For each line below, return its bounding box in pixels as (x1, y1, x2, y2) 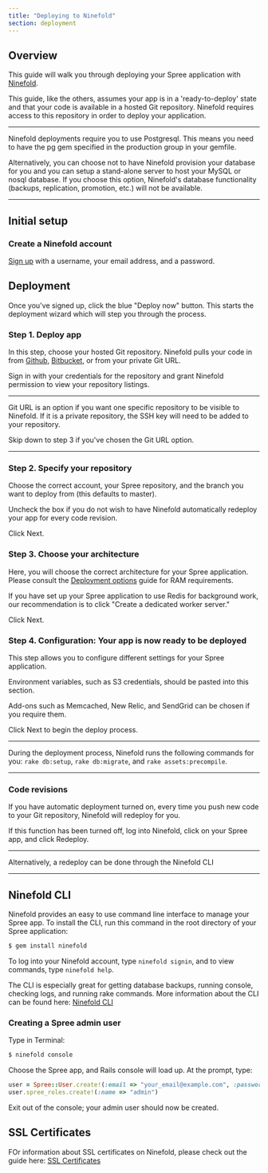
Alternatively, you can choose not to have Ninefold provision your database (8, 158, 255, 168)
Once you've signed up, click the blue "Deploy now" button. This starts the (8, 301, 254, 310)
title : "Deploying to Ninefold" (8, 11, 116, 20)
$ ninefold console (8, 1051, 73, 1059)
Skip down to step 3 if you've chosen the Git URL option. (8, 435, 195, 445)
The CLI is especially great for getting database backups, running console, (8, 980, 254, 990)
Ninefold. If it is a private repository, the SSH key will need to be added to (8, 411, 249, 421)
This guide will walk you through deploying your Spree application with (8, 70, 241, 80)
